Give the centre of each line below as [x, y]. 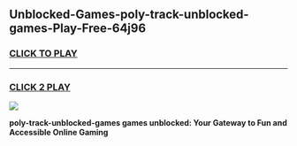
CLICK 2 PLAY [40, 87]
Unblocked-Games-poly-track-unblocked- [129, 15]
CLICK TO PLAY [43, 54]
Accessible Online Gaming [59, 132]
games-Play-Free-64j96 [78, 29]
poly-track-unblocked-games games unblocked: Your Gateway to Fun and [148, 122]
